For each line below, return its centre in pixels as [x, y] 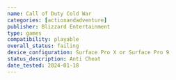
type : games [24, 33]
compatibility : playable [43, 40]
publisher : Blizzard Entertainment [59, 26]
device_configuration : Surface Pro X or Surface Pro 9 [88, 53]
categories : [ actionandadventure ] [57, 20]
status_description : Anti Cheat [54, 59]
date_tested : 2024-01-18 [43, 65]
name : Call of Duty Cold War [49, 14]
